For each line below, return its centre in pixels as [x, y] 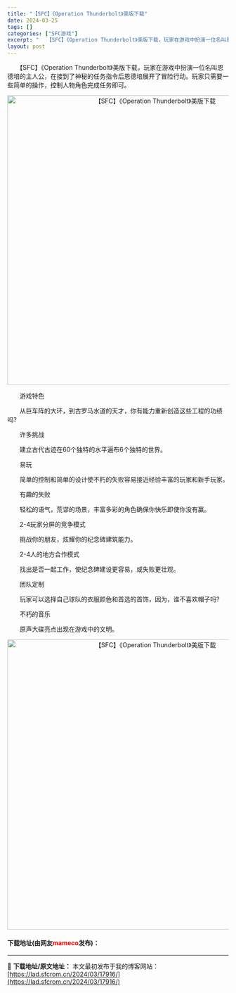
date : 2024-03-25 [33, 20]
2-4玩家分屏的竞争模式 [53, 524]
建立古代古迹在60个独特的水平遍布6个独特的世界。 [93, 449]
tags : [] [20, 27]
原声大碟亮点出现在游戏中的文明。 [68, 629]
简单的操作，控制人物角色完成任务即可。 [72, 85]
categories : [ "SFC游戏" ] [42, 33]
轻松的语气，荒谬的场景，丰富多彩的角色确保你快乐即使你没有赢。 [115, 509]
